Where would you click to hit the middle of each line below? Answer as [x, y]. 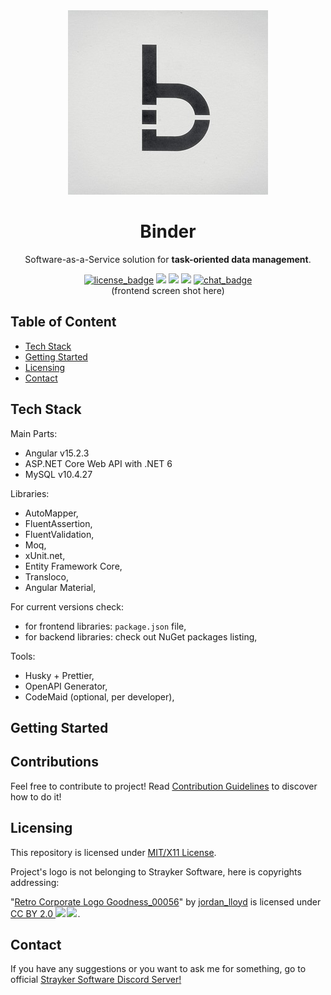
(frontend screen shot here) [168, 290]
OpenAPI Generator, [66, 686]
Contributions [54, 762]
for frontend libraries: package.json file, [105, 626]
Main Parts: [34, 433]
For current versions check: [67, 606]
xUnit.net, [45, 555]
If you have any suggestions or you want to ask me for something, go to [158, 969]
